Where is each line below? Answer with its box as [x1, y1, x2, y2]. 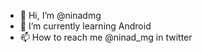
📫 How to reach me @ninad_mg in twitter [19, 31, 193, 43]
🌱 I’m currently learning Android [19, 20, 152, 32]
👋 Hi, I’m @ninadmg [19, 10, 102, 21]
